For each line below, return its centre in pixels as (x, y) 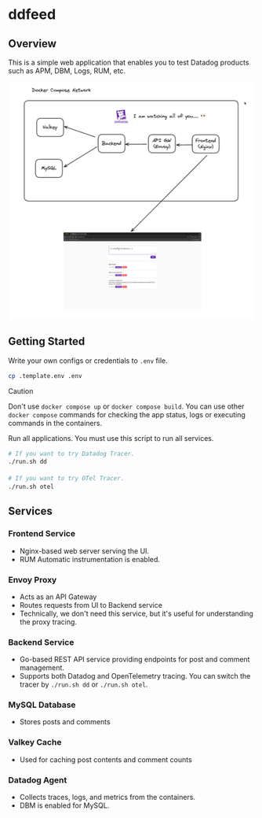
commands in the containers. (55, 423)
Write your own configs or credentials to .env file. (88, 361)
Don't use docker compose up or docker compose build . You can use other (126, 406)
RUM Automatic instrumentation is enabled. (90, 559)
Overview (33, 44)
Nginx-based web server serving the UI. (84, 551)
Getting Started (47, 341)
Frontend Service (42, 534)
